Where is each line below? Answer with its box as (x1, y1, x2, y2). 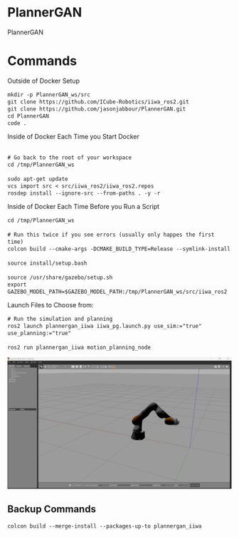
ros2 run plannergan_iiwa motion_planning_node (7, 344, 152, 351)
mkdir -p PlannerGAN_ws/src (7, 91, 91, 98)
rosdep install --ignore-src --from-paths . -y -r (7, 190, 161, 197)
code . (7, 119, 27, 127)
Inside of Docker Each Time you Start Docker (7, 132, 140, 140)
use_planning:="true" (7, 329, 72, 337)
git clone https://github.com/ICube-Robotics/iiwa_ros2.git (7, 98, 190, 106)
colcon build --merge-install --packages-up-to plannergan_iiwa (7, 522, 202, 530)
